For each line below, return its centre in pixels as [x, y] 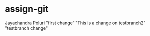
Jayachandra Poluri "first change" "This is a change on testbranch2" [75, 23]
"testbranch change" [27, 28]
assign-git [27, 9]
